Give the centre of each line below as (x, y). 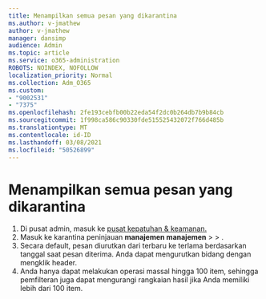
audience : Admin (35, 46)
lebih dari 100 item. (51, 289)
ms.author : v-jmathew (44, 23)
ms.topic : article (39, 53)
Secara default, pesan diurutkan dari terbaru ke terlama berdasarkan (133, 246)
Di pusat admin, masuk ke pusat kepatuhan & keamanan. (113, 228)
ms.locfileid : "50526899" (51, 150)
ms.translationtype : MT (48, 127)
